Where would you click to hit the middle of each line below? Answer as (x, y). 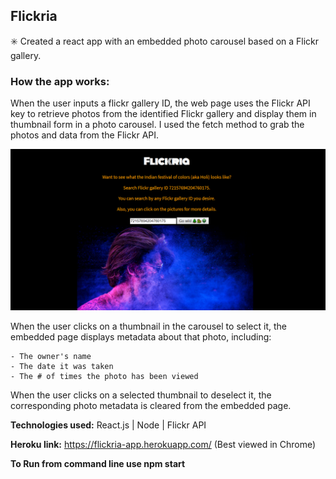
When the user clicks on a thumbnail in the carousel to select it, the (148, 326)
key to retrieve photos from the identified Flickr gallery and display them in (163, 114)
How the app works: (60, 81)
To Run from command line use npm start (98, 464)
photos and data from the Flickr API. (85, 135)
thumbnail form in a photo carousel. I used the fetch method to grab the (157, 125)
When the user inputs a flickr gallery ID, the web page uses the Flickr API (160, 103)
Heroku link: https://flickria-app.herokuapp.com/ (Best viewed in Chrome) (163, 445)
